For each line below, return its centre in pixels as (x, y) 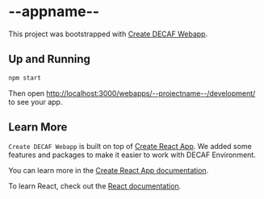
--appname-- (54, 12)
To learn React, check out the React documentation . (95, 186)
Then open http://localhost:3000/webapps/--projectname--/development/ (132, 93)
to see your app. (36, 102)
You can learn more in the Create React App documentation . (109, 171)
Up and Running (50, 59)
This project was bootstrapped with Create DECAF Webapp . (108, 34)
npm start (25, 78)
